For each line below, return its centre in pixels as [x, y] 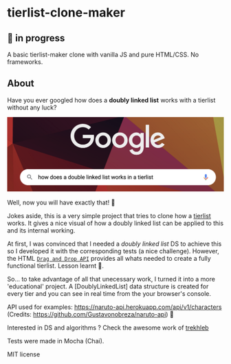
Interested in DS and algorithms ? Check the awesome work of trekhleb [108, 328]
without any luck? [32, 107]
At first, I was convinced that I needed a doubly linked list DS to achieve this [114, 244]
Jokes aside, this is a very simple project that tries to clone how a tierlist [109, 215]
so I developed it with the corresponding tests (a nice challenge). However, [113, 251]
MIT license [24, 354]
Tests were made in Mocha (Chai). [56, 341]
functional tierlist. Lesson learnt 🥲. [56, 266]
